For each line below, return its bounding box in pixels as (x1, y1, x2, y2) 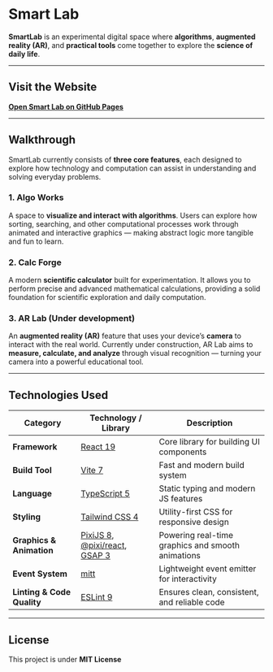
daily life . (8, 49, 41, 59)
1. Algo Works (8, 192, 64, 203)
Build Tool (12, 465, 52, 476)
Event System (12, 568, 67, 579)
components (158, 446, 207, 457)
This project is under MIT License (8, 655, 122, 665)
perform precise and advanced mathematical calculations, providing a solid (8, 284, 261, 293)
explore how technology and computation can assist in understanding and (8, 163, 257, 173)
